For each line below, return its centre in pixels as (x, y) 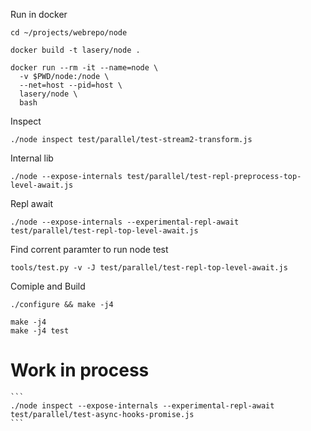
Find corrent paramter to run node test (89, 249)
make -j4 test (40, 331)
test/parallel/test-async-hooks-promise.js (102, 414)
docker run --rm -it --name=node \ (84, 68)
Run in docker (39, 14)
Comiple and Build (48, 286)
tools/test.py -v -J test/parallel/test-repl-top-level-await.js (149, 268)
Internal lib (32, 158)
